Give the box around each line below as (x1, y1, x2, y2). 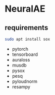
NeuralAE (5, 3, 46, 15)
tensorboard (12, 51, 38, 57)
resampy (12, 83, 31, 89)
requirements (5, 23, 48, 32)
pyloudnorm (12, 78, 38, 84)
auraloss (12, 56, 30, 62)
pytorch (12, 46, 29, 52)
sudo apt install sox (5, 37, 50, 42)
